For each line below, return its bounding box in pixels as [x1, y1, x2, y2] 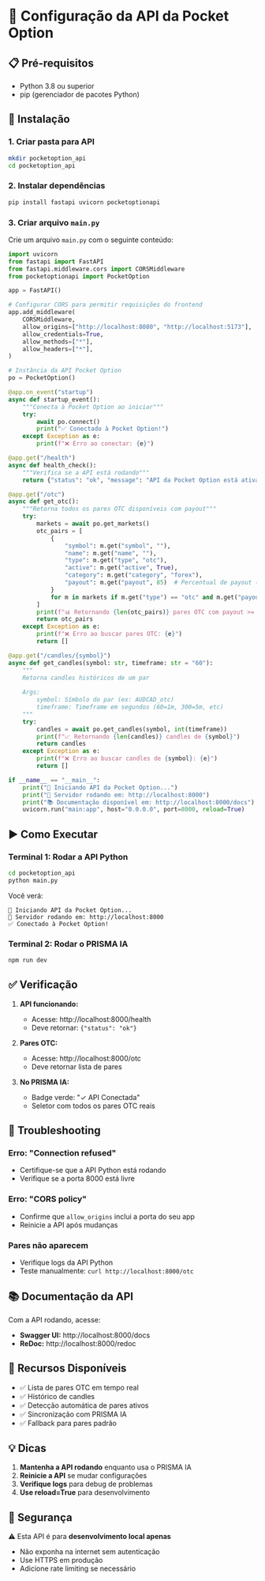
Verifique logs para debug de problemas [19, 1479, 154, 1489]
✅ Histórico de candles [19, 1391, 95, 1401]
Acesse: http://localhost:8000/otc [31, 1053, 142, 1063]
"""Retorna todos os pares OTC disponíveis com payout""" [22, 505, 217, 513]
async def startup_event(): [8, 395, 101, 403]
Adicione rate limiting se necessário [19, 1564, 136, 1573]
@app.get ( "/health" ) [8, 454, 77, 462]
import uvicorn [8, 250, 58, 258]
